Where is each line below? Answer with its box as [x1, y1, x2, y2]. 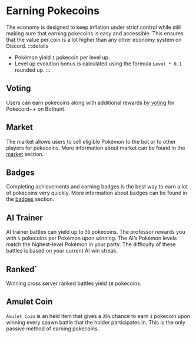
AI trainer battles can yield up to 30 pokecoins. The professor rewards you [6, 228, 185, 236]
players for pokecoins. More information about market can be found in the [6, 144, 185, 151]
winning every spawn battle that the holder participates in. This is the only [6, 319, 185, 326]
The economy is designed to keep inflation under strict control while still [6, 24, 181, 31]
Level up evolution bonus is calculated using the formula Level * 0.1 [14, 60, 182, 67]
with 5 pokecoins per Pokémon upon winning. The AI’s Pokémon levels [6, 234, 177, 242]
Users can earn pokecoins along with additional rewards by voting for [6, 99, 175, 106]
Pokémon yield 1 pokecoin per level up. [14, 54, 110, 61]
